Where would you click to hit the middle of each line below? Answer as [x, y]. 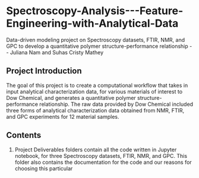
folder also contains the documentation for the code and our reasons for [103, 162]
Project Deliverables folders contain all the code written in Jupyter [96, 150]
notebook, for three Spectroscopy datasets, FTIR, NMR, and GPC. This [101, 156]
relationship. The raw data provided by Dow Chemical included [116, 104]
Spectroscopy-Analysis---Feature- [95, 11]
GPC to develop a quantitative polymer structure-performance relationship [97, 46]
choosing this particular [44, 168]
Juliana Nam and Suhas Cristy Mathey [57, 52]
